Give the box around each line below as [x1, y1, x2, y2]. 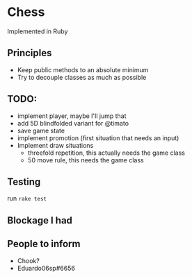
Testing [7, 176, 41, 187]
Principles [7, 47, 52, 59]
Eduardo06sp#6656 [17, 264, 75, 272]
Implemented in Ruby [7, 27, 68, 35]
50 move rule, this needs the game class [27, 155, 144, 164]
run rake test [7, 194, 47, 203]
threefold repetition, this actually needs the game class [27, 149, 186, 157]
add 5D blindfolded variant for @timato [17, 119, 129, 127]
